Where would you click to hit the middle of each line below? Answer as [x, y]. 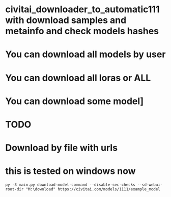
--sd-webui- [150, 185]
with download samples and [66, 20]
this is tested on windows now [70, 171]
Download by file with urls [62, 148]
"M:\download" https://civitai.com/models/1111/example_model [93, 189]
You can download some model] [75, 101]
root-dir [15, 189]
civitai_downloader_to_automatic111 [82, 9]
